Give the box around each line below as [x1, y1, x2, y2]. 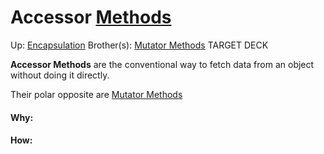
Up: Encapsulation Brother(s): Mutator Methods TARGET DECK [10, 39, 269, 51]
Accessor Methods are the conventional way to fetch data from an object [10, 58, 315, 70]
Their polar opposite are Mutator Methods [10, 88, 183, 100]
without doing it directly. [10, 69, 110, 81]
